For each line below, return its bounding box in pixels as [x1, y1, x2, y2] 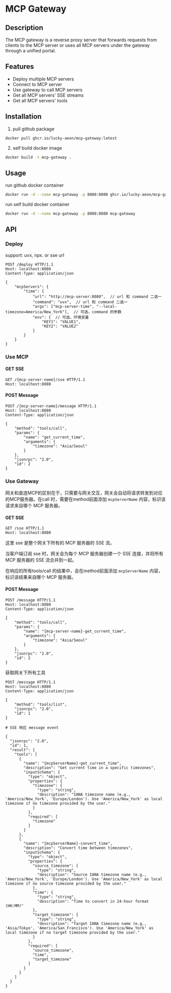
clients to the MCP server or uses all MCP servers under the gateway [5, 42, 150, 48]
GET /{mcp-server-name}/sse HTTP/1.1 [5, 377, 85, 382]
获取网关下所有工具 [5, 669, 46, 675]
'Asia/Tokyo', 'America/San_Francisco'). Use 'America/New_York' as [5, 925, 154, 930]
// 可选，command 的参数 [73, 309, 122, 315]
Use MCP [5, 353, 29, 360]
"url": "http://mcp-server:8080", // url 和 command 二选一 [32, 294, 162, 299]
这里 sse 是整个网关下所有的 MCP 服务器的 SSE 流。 [5, 540, 115, 546]
